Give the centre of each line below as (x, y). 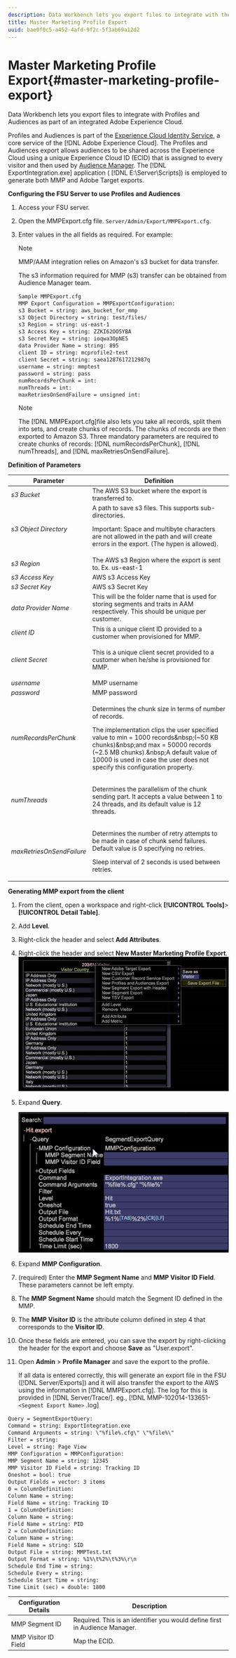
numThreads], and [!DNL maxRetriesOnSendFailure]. (94, 451)
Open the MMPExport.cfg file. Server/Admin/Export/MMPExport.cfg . (114, 221)
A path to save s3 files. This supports (145, 508)
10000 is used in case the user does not (151, 760)
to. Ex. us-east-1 (117, 567)
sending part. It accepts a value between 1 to (157, 796)
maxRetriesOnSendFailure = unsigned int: (79, 395)
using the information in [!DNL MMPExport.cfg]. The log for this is (113, 1391)
